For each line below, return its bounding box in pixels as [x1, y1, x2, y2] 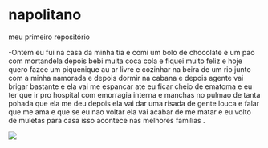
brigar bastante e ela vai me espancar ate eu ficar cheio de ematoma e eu [8, 82, 253, 91]
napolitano [8, 6, 82, 24]
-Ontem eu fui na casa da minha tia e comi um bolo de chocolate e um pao [8, 47, 255, 57]
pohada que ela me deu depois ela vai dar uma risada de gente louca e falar [8, 98, 259, 108]
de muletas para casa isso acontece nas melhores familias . [8, 115, 206, 125]
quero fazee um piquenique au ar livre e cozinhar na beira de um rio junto [8, 64, 251, 74]
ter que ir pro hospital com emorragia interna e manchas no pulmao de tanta [8, 90, 261, 99]
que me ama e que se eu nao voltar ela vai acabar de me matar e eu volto [8, 106, 251, 117]
